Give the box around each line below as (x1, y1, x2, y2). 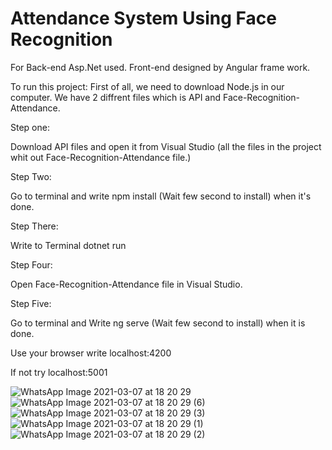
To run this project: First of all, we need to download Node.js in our (10, 80, 285, 92)
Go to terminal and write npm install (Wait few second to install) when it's (10, 190, 312, 202)
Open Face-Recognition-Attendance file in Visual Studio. (10, 278, 243, 290)
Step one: (10, 121, 50, 133)
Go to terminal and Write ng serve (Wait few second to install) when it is (10, 317, 306, 329)
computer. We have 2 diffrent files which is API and (10, 91, 222, 103)
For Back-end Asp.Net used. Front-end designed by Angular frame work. (10, 61, 311, 73)
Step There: (10, 220, 59, 232)
